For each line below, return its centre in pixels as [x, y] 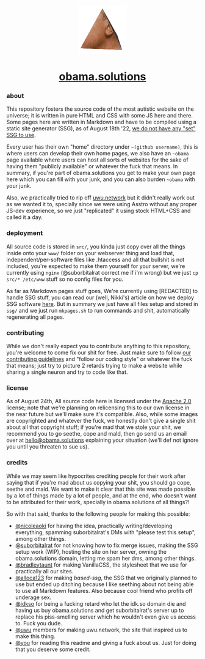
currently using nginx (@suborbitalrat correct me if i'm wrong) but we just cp [102, 272]
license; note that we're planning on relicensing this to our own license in [98, 408]
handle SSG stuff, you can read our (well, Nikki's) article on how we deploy [100, 297]
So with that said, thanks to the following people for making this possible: [98, 514]
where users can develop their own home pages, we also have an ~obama [98, 154]
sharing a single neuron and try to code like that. [67, 372]
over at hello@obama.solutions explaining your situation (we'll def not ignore [103, 440]
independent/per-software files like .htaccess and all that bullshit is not [95, 259]
